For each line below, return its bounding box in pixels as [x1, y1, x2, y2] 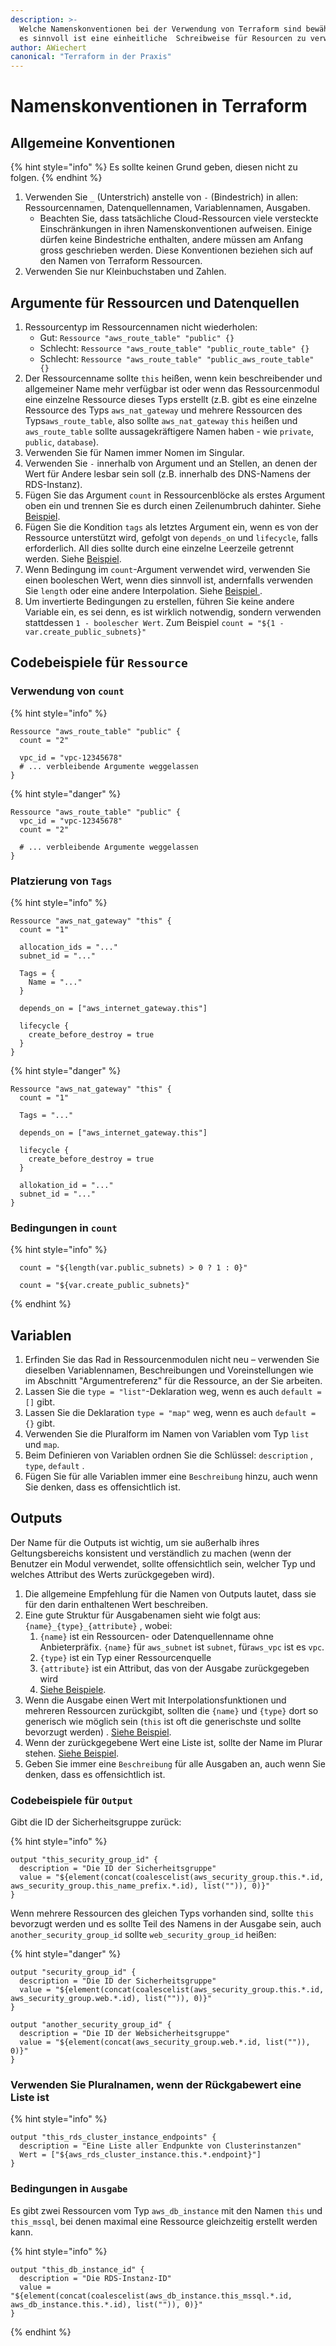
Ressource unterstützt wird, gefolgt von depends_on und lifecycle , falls [24, 531, 318, 543]
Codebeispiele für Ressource [10, 654, 188, 671]
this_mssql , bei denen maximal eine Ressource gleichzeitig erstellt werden [10, 2215, 318, 2227]
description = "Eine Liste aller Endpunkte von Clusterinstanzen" [19, 2141, 302, 2151]
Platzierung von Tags [10, 874, 113, 888]
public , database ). [24, 436, 100, 448]
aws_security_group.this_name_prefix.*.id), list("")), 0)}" [10, 1881, 271, 1891]
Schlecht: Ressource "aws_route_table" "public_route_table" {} [39, 342, 310, 354]
